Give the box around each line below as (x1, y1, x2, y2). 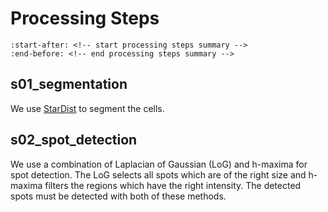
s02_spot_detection (10, 132, 138, 149)
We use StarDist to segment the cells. (10, 102, 165, 114)
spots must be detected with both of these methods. (10, 190, 227, 202)
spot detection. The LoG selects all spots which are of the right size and (10, 168, 307, 181)
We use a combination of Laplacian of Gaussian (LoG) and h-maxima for (10, 158, 308, 170)
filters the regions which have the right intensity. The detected (44, 179, 302, 191)
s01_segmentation (10, 76, 128, 93)
